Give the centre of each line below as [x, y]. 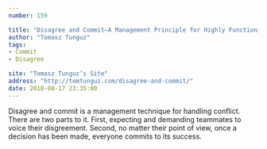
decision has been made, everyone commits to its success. [105, 136]
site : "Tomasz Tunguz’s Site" [58, 74]
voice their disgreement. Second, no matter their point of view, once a [122, 128]
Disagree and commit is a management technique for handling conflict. [124, 111]
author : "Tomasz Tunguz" [49, 37]
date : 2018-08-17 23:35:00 [53, 88]
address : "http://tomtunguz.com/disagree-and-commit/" [101, 81]
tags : [17, 44]
